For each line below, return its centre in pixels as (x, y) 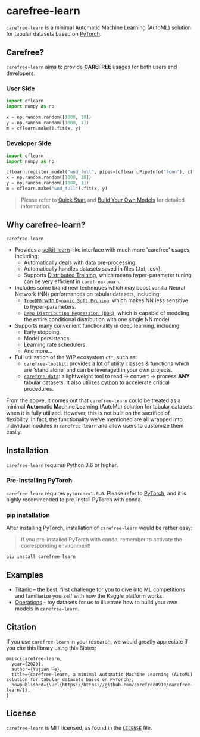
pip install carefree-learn (41, 557)
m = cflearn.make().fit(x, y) (44, 128)
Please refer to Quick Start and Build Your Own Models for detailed (103, 200)
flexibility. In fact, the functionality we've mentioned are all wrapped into (94, 419)
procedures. (39, 388)
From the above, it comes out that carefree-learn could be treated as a (93, 400)
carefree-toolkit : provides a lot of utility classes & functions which (107, 363)
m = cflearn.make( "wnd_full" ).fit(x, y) (57, 189)
